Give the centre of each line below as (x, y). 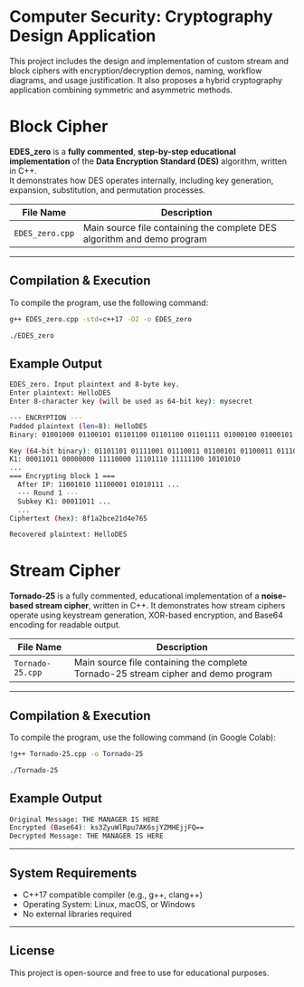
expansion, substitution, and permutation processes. (107, 190)
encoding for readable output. (65, 625)
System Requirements (73, 872)
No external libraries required (77, 914)
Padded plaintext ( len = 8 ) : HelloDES (78, 426)
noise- (274, 596)
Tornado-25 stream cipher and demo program (173, 674)
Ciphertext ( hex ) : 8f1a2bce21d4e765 (78, 518)
